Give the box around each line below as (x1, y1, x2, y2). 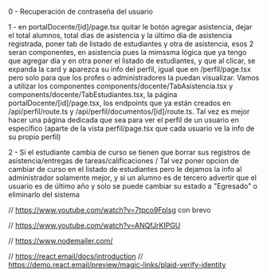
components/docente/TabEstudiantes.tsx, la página (8, 90, 178, 99)
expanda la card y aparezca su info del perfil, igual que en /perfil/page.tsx (8, 64, 251, 74)
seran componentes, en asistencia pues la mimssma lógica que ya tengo (8, 48, 247, 57)
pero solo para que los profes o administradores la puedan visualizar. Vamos (8, 73, 260, 82)
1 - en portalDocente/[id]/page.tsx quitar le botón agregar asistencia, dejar (8, 22, 253, 31)
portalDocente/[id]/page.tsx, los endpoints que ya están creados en (8, 99, 231, 107)
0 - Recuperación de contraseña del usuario (8, 7, 153, 16)
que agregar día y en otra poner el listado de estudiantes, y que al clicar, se (8, 56, 256, 65)
